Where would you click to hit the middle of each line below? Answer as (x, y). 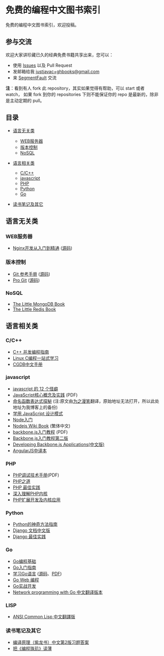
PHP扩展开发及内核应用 (37, 500)
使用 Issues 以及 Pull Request (42, 65)
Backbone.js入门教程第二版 (40, 438)
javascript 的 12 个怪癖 (35, 388)
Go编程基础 (24, 561)
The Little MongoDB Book (39, 304)
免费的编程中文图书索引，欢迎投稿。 (42, 25)
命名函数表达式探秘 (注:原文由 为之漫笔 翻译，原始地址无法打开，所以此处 (86, 401)
